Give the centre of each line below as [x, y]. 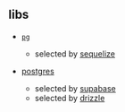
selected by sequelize [75, 54]
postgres [37, 71]
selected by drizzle [70, 98]
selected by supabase [75, 88]
